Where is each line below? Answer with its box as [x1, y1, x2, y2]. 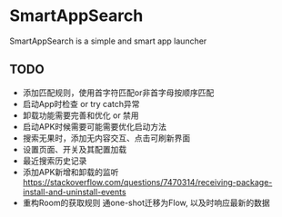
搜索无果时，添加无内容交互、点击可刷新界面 [22, 133, 191, 143]
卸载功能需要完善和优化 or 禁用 [22, 110, 139, 121]
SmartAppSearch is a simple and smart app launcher [9, 35, 207, 46]
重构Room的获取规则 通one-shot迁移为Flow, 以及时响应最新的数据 [22, 197, 270, 208]
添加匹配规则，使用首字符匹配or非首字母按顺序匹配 [22, 87, 215, 98]
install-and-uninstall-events [22, 186, 126, 197]
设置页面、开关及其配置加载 [22, 143, 127, 154]
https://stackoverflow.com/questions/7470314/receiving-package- [22, 176, 273, 187]
